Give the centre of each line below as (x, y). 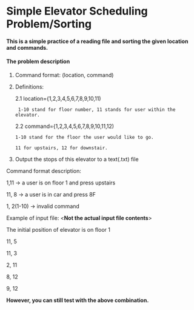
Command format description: (44, 170)
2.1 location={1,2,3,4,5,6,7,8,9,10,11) (58, 98)
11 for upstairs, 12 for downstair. (61, 148)
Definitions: (29, 87)
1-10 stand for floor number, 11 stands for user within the (97, 110)
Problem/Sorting (49, 24)
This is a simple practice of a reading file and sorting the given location (97, 41)
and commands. (27, 47)
